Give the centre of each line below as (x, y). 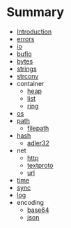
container (30, 83)
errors (25, 38)
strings (26, 69)
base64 (38, 210)
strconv (27, 76)
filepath (38, 128)
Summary (35, 12)
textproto (40, 165)
